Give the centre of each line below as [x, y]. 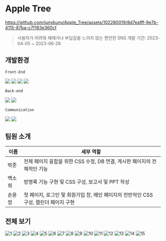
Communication [20, 110]
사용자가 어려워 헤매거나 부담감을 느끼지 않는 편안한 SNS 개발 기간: [82, 38]
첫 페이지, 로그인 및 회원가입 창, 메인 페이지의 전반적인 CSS [88, 195]
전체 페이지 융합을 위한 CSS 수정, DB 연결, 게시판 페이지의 [87, 161]
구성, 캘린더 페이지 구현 [49, 202]
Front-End [15, 72]
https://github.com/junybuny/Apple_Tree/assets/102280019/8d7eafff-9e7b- [82, 22]
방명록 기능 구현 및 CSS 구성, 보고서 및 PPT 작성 [77, 181]
